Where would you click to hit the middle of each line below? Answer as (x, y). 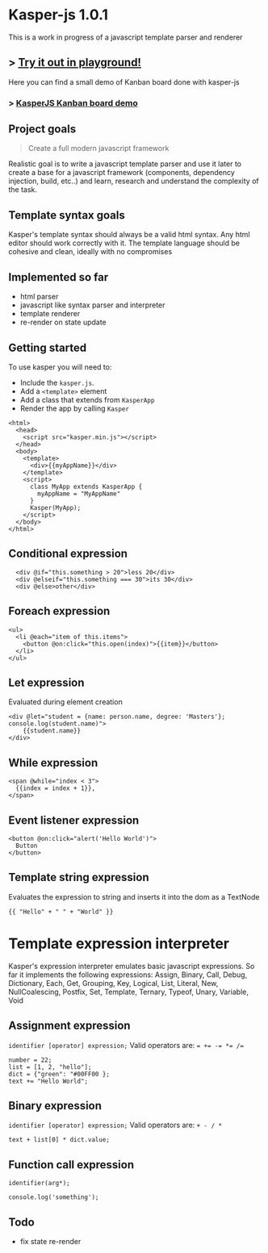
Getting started (48, 347)
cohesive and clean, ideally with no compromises (90, 252)
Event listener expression (74, 820)
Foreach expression (59, 611)
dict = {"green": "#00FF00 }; (59, 1074)
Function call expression (71, 1165)
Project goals (42, 129)
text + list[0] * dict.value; (59, 1140)
